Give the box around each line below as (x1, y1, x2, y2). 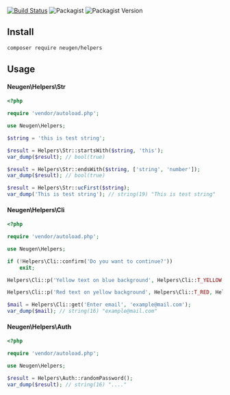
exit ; (19, 264, 36, 271)
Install (7, 26, 34, 38)
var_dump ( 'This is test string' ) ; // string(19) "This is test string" (7, 191, 216, 198)
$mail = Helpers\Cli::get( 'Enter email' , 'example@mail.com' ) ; (7, 301, 192, 308)
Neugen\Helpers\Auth (7, 322, 72, 331)
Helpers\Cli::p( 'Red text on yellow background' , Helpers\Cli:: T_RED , (7, 289, 213, 296)
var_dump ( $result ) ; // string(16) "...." (7, 381, 127, 388)
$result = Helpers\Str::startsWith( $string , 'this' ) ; (7, 147, 164, 154)
